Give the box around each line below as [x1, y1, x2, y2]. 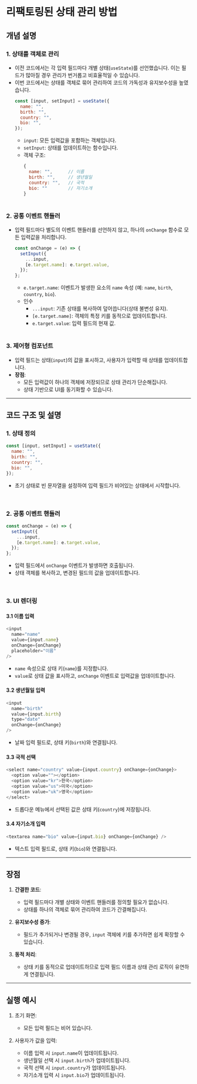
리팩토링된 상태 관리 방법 [6, 5, 118, 19]
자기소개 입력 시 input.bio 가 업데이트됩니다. [23, 1072, 126, 1079]
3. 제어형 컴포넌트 [6, 342, 54, 350]
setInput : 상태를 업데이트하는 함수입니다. [23, 144, 118, 151]
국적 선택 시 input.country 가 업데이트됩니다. [23, 1064, 127, 1072]
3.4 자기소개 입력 [6, 820, 46, 827]
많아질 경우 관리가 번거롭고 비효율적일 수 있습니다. [25, 71, 140, 78]
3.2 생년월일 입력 [6, 687, 46, 694]
